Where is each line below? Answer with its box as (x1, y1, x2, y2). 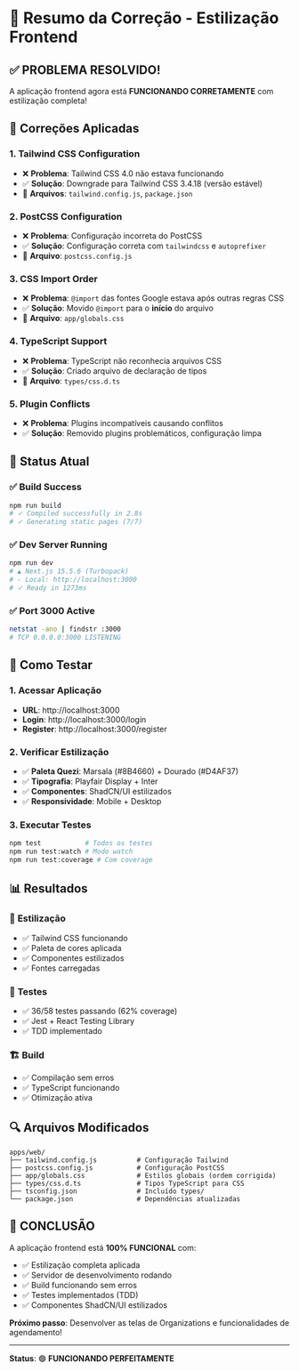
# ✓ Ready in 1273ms (9, 584, 87, 593)
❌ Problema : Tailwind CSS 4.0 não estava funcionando (21, 168, 224, 179)
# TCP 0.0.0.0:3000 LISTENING (9, 633, 122, 642)
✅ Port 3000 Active (9, 604, 95, 617)
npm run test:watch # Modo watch (9, 847, 133, 857)
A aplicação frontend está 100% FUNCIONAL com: (9, 1242, 197, 1253)
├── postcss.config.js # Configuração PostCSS (9, 1164, 225, 1173)
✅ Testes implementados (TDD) (21, 1289, 139, 1300)
